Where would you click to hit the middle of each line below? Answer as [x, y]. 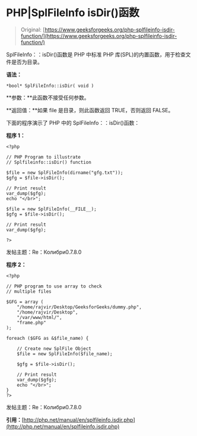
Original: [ [33, 29]
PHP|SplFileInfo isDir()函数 [73, 13]
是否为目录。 [27, 62]
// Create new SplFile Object [54, 349]
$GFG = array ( [25, 302]
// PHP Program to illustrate [44, 157]
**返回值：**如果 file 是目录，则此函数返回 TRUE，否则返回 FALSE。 [90, 110]
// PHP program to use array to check [54, 286]
